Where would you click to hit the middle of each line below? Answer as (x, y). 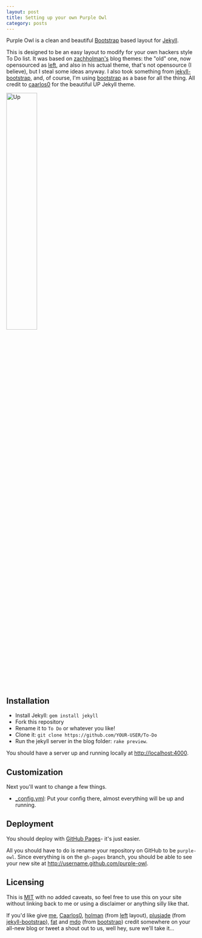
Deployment (30, 824)
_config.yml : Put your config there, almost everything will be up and (99, 798)
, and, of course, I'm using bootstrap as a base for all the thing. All (113, 78)
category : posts (27, 23)
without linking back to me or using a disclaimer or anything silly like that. (98, 903)
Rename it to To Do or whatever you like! (65, 729)
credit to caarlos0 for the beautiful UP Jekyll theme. (71, 84)
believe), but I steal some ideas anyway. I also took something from (90, 72)
